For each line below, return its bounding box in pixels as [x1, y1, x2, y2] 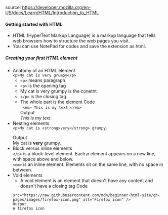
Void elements [12, 172, 43, 179]
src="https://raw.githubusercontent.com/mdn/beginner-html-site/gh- [12, 193, 160, 198]
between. [12, 167, 33, 173]
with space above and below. [12, 156, 74, 162]
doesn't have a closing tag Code [20, 183, 88, 189]
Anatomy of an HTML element [12, 68, 75, 74]
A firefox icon [12, 206, 45, 211]
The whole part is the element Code [20, 99, 95, 105]
